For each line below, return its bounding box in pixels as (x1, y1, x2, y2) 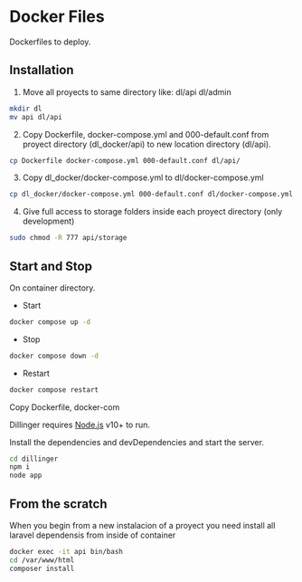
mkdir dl (9, 104, 42, 113)
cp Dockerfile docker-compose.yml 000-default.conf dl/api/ (9, 156, 241, 165)
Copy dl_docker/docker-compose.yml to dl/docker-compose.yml (22, 172, 264, 183)
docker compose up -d (9, 317, 91, 327)
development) (22, 215, 75, 227)
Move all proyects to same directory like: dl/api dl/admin (22, 86, 232, 97)
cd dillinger (9, 454, 59, 463)
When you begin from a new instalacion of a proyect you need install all (9, 520, 276, 530)
